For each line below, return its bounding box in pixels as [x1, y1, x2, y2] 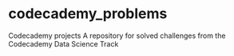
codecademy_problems [8, 5, 168, 23]
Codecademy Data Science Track [8, 39, 119, 48]
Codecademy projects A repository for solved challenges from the [8, 31, 226, 40]
